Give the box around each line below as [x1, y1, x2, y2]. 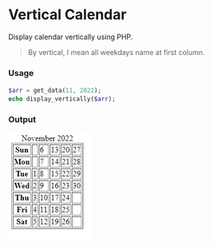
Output [8, 113, 37, 125]
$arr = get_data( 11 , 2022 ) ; [8, 86, 102, 95]
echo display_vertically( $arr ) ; [8, 95, 116, 103]
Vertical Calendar [8, 6, 127, 24]
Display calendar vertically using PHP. [8, 32, 133, 42]
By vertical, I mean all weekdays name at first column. [27, 47, 205, 57]
